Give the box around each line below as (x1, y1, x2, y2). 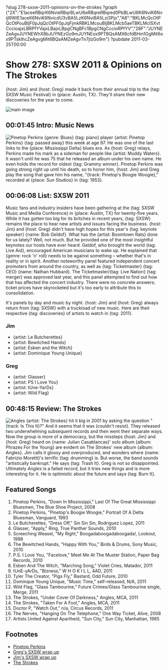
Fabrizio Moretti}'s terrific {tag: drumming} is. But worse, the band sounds (5, 455, 158, 461)
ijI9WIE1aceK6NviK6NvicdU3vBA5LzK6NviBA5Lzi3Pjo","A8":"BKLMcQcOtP (5, 15, 161, 21)
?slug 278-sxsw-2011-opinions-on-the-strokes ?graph (5, 5, 117, 10)
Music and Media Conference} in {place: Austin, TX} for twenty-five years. (5, 210, 159, 216)
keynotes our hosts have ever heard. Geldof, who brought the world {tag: (5, 242, 156, 248)
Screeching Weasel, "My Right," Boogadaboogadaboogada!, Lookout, (12, 530, 156, 536)
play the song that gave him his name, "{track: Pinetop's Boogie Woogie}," (5, 171, 159, 177)
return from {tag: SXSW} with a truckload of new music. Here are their (5, 305, 150, 311)
